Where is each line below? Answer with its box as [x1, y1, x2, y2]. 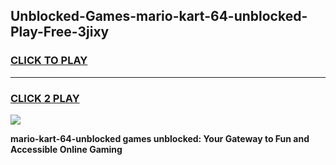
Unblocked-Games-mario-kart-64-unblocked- [10, 8, 308, 25]
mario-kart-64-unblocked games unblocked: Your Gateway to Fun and [10, 132, 310, 144]
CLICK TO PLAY [10, 54, 88, 68]
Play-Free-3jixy [10, 24, 110, 41]
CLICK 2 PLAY [10, 91, 80, 105]
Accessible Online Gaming [10, 143, 123, 155]
